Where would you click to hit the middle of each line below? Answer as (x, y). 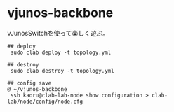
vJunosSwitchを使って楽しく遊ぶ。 (58, 33)
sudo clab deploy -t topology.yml (61, 52)
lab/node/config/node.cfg (45, 101)
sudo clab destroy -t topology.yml (62, 71)
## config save (29, 83)
